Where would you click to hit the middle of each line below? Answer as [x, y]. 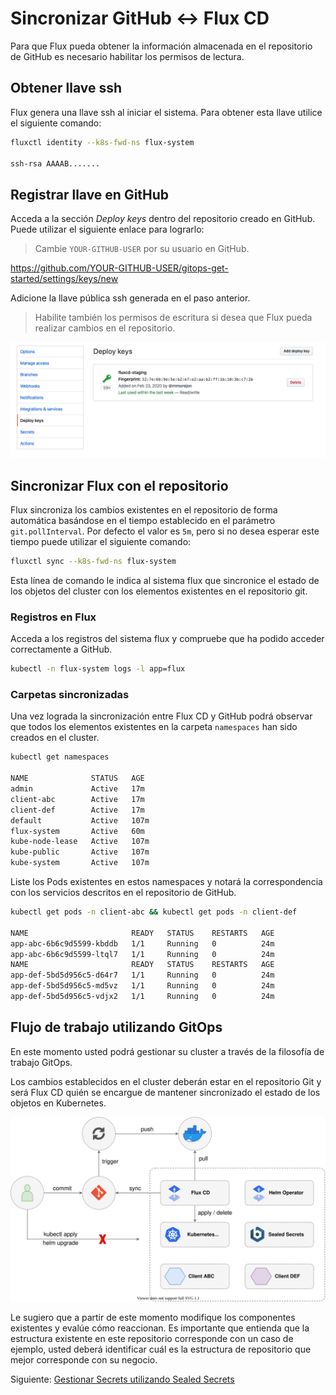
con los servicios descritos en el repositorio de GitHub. [123, 893]
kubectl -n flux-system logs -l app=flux [98, 669]
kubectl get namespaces [60, 757]
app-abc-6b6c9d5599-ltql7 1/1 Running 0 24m [142, 954]
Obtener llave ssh [66, 88]
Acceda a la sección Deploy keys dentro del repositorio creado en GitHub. [163, 219]
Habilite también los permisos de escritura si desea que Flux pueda [173, 318]
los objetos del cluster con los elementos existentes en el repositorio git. [159, 591]
